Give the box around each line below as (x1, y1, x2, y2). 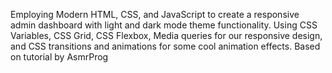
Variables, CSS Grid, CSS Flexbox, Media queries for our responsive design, (10, 30, 323, 41)
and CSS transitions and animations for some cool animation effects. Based (10, 40, 321, 52)
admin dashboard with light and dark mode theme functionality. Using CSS (10, 19, 318, 31)
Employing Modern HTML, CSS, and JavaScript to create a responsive (10, 9, 300, 20)
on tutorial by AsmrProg (10, 51, 109, 63)
